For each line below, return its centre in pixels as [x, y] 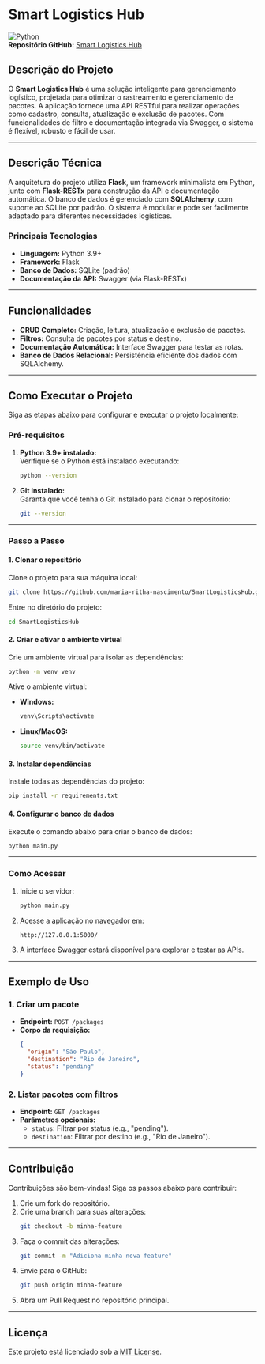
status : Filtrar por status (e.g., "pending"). [100, 1128]
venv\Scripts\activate [57, 716]
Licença [28, 1333]
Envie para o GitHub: [53, 1271]
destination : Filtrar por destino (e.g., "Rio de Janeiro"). [121, 1136]
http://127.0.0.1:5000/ [59, 935]
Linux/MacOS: [44, 731]
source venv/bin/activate [62, 746]
